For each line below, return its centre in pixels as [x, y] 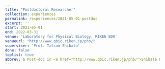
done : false [17, 50]
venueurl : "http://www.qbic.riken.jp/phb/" [50, 41]
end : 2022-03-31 [22, 32]
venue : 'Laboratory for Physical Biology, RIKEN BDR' [61, 37]
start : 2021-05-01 [24, 28]
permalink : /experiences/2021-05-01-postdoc [51, 18]
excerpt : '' [17, 23]
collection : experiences [30, 14]
